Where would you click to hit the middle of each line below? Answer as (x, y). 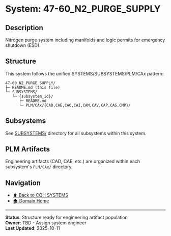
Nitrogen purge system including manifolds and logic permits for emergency (85, 40)
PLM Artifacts (27, 149)
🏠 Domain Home (31, 201)
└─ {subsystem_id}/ (33, 96)
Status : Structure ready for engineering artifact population (67, 218)
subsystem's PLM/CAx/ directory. (39, 167)
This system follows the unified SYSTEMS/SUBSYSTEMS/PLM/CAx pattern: (84, 73)
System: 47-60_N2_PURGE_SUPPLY (83, 9)
